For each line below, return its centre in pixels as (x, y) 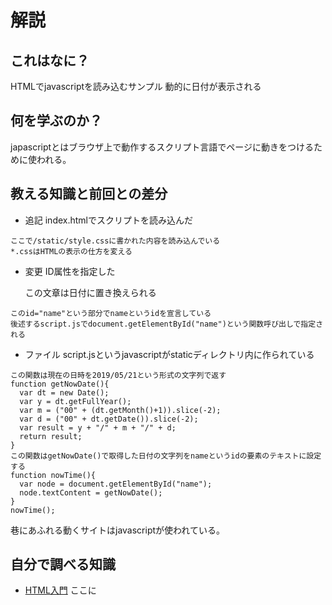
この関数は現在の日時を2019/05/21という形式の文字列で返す (118, 375)
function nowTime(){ (53, 475)
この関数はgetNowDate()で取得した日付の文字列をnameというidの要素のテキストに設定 (166, 456)
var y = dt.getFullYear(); (75, 401)
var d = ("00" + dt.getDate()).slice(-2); (109, 419)
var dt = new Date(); (64, 392)
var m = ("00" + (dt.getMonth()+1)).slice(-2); (120, 410)
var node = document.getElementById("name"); (116, 484)
